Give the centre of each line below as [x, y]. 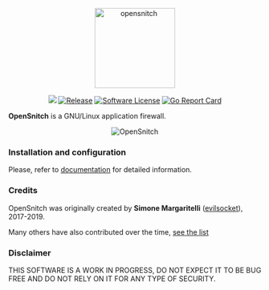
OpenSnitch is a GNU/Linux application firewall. [87, 116]
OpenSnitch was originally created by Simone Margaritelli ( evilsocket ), [126, 207]
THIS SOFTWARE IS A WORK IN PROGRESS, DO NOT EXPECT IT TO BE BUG [135, 270]
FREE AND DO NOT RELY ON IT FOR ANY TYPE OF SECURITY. [112, 278]
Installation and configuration [67, 152]
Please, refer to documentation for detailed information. [100, 170]
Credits [23, 191]
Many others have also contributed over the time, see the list [108, 232]
